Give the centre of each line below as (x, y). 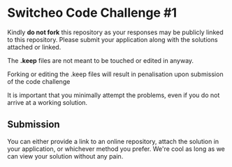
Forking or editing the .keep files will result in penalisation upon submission (115, 74)
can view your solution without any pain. (65, 156)
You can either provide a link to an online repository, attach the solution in (113, 141)
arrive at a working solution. (48, 102)
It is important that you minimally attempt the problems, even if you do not (114, 95)
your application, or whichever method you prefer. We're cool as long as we (116, 149)
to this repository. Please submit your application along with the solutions (113, 39)
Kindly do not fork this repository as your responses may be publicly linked (115, 32)
